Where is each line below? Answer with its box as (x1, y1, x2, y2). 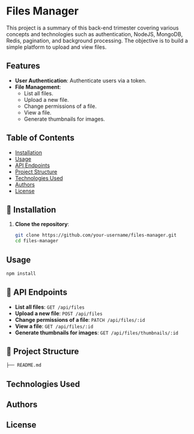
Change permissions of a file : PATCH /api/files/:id (14, 316, 145, 323)
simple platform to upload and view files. (6, 43, 107, 51)
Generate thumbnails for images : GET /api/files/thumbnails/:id (14, 329, 178, 336)
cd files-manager (14, 238, 59, 244)
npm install (6, 270, 36, 277)
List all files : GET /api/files (14, 303, 85, 310)
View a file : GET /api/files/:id (14, 322, 94, 330)
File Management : (14, 83, 61, 90)
